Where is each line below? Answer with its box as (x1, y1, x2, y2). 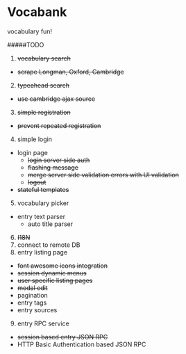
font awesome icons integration (17, 262, 108, 270)
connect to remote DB (17, 241, 81, 249)
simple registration (17, 108, 71, 116)
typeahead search (17, 81, 70, 89)
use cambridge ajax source (17, 95, 96, 103)
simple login (17, 135, 52, 143)
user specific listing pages (17, 276, 93, 284)
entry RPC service (17, 319, 69, 328)
